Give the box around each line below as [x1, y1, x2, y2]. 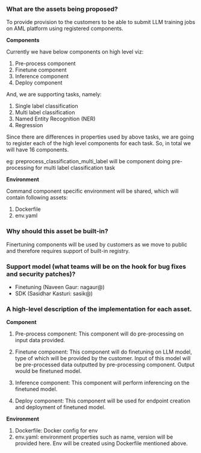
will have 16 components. [6, 146, 69, 154]
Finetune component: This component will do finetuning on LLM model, [14, 348, 193, 355]
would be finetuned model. [14, 367, 82, 375]
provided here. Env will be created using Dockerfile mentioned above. [14, 440, 188, 447]
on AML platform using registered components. [6, 25, 123, 32]
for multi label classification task [35, 164, 116, 172]
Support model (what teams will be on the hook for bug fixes [6, 262, 187, 270]
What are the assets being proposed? [6, 5, 119, 13]
